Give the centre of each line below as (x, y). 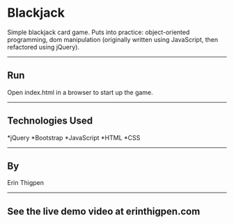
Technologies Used (50, 121)
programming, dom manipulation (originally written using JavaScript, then (113, 39)
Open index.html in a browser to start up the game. (80, 92)
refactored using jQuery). (44, 47)
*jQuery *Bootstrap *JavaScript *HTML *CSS (74, 137)
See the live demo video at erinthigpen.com (104, 211)
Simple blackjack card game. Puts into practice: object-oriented (99, 32)
